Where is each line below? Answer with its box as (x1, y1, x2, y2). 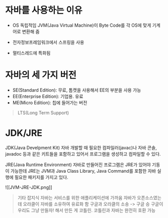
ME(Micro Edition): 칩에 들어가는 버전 (12, 99, 88, 106)
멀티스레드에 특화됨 (12, 50, 51, 56)
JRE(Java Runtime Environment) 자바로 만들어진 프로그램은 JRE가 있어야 (5, 162, 151, 168)
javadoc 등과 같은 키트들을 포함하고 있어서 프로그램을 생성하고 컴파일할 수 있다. (5, 151, 161, 157)
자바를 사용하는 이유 (5, 5, 83, 16)
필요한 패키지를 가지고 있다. (14, 174, 69, 180)
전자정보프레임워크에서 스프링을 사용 (12, 39, 85, 45)
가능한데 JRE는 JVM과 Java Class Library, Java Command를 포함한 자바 (10, 168, 156, 174)
